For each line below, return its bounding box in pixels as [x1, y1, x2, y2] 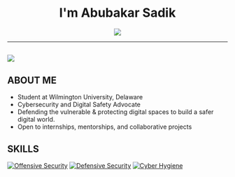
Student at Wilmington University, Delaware [17, 93, 143, 101]
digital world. [17, 115, 55, 124]
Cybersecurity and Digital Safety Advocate [17, 100, 141, 109]
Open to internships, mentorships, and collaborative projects [17, 122, 192, 131]
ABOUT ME [7, 74, 57, 86]
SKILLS [7, 143, 40, 155]
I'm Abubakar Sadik [59, 5, 176, 21]
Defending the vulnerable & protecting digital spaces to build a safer [17, 108, 214, 116]
